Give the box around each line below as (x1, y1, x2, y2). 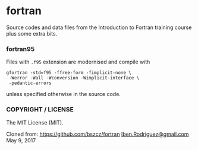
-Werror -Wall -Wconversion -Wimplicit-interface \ (8, 75, 140, 81)
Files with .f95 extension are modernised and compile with (6, 58, 150, 66)
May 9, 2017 (6, 136, 36, 143)
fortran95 (6, 44, 35, 53)
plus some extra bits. (6, 30, 58, 37)
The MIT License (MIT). (6, 119, 64, 126)
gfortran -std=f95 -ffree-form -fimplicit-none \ (6, 70, 132, 76)
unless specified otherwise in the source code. (6, 91, 121, 98)
